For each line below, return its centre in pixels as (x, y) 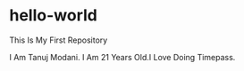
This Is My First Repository (59, 40)
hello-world (54, 16)
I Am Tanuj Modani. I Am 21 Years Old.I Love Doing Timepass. (122, 57)
